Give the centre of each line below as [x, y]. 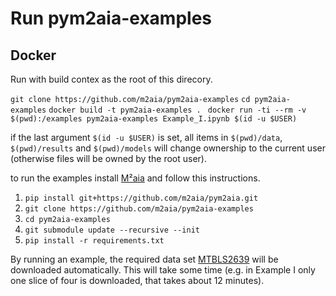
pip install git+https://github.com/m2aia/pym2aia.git [141, 198]
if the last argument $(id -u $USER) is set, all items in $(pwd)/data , [146, 137]
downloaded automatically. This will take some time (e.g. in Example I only [163, 270]
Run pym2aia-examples [111, 18]
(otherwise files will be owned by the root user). [108, 158]
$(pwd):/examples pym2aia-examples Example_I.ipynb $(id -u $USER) [154, 119]
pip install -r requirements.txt [94, 241]
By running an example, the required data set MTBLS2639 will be [144, 259]
